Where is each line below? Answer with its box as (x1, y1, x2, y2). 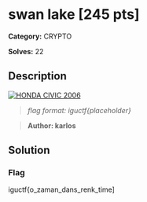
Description (8, 69, 67, 83)
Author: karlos (27, 120, 76, 130)
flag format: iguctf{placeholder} (27, 105, 131, 115)
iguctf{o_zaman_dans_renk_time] (8, 185, 116, 194)
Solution (8, 144, 50, 157)
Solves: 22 (8, 46, 44, 56)
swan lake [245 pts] (8, 6, 140, 24)
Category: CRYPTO (8, 31, 72, 41)
